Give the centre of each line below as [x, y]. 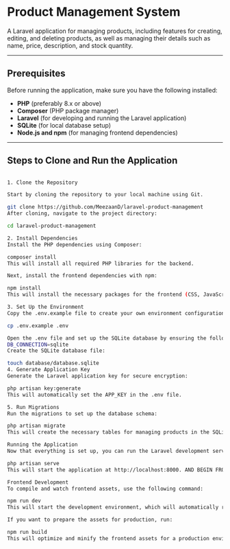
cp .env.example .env [38, 326]
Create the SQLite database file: [56, 351]
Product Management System [94, 12]
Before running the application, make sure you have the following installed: [112, 90]
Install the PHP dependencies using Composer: [75, 244]
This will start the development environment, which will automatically [113, 507]
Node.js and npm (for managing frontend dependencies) [97, 132]
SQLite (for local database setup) [64, 125]
